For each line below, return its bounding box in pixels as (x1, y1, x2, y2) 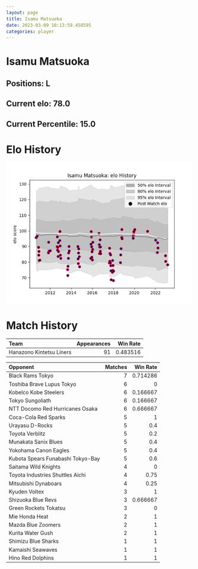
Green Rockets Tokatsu (8, 505, 66, 512)
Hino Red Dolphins (8, 554, 55, 561)
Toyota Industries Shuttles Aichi (8, 471, 86, 479)
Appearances (76, 340, 111, 347)
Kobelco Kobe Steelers (8, 389, 65, 396)
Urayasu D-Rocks (8, 421, 53, 429)
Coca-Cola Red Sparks (8, 414, 66, 421)
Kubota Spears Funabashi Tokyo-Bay (8, 455, 100, 462)
